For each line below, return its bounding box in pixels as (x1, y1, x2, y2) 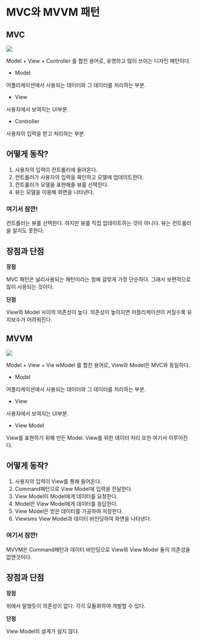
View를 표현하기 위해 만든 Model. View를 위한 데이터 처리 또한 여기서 (6, 434, 168, 441)
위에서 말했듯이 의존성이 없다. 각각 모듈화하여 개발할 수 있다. (6, 602, 146, 609)
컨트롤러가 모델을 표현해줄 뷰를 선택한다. (14, 181, 109, 188)
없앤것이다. (6, 553, 32, 561)
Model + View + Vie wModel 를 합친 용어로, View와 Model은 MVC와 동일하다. (6, 361, 190, 369)
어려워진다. (26, 316, 52, 323)
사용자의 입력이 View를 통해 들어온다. (14, 478, 102, 485)
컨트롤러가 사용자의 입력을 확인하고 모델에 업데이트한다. (14, 174, 144, 181)
